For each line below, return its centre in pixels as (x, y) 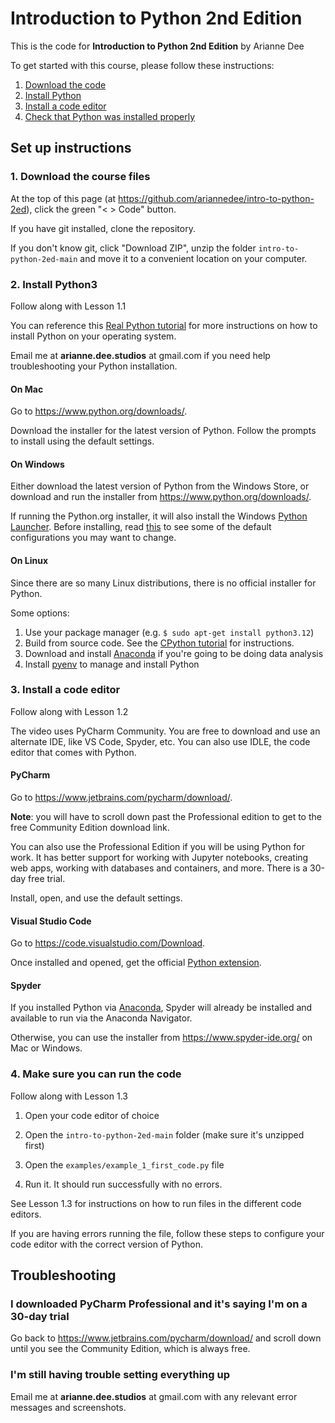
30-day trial (40, 1317)
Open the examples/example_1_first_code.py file (124, 1164)
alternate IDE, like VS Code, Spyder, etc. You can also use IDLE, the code (160, 741)
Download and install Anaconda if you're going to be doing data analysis (174, 653)
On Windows (37, 464)
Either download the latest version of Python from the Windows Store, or (160, 486)
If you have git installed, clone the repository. (103, 228)
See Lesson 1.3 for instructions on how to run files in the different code (156, 1203)
